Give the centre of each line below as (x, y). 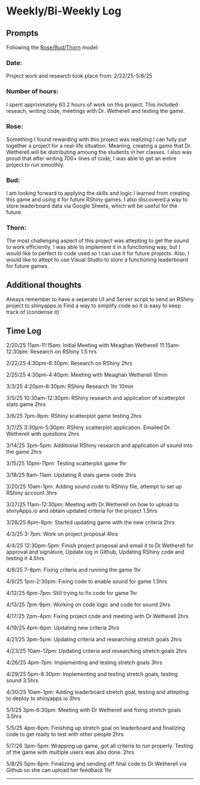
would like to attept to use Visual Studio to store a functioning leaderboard (97, 260)
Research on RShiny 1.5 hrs (63, 352)
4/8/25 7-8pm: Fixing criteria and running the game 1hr (74, 570)
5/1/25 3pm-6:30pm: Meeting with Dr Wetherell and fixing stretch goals (94, 710)
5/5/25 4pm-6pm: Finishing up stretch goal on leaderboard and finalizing (96, 728)
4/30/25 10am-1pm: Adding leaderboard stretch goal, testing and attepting (98, 692)
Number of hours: (32, 91)
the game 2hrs (24, 452)
